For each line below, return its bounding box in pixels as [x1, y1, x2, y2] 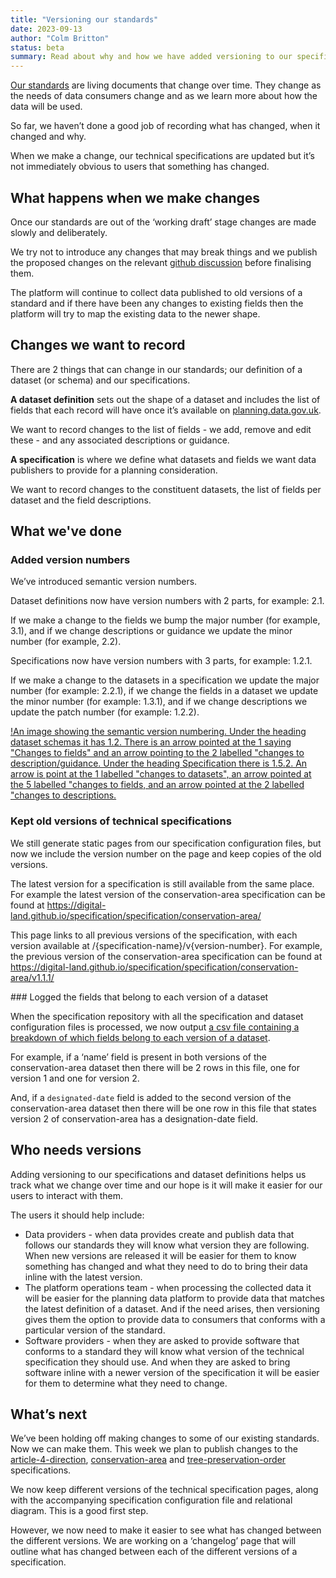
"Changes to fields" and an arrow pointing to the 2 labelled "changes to [10, 747, 305, 759]
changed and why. [10, 131, 87, 143]
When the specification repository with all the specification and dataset [10, 1010, 304, 1022]
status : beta [10, 42, 65, 53]
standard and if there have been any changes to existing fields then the [10, 297, 304, 309]
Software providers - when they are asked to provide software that [24, 1334, 300, 1346]
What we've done [10, 523, 122, 540]
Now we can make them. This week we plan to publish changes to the [10, 1443, 298, 1455]
